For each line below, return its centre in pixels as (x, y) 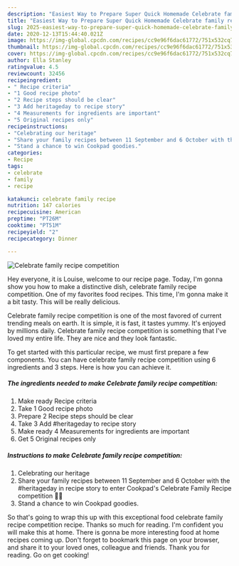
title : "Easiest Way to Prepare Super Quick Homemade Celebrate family (116, 21)
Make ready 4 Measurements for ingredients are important (103, 431)
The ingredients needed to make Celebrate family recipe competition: (113, 383)
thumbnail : (23, 47)
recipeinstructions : (38, 126)
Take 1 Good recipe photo (55, 409)
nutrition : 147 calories (44, 206)
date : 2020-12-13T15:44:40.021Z (55, 34)
